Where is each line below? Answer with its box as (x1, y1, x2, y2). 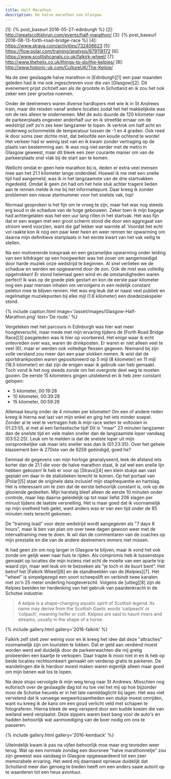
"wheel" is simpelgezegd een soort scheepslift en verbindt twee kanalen (5, 574, 158, 580)
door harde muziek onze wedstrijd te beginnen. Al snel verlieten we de (5, 260, 154, 266)
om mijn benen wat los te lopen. (5, 669, 72, 675)
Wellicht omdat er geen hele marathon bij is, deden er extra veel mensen (5, 164, 158, 171)
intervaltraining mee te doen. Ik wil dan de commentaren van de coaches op (5, 531, 165, 537)
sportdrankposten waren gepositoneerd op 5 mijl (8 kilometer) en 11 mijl (5, 356, 156, 362)
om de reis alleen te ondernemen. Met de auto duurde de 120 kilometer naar (5, 111, 165, 117)
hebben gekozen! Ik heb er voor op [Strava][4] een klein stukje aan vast (5, 467, 157, 473)
